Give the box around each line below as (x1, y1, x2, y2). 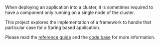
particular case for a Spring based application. (5, 24, 101, 30)
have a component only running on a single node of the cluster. (5, 9, 135, 15)
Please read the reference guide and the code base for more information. (5, 34, 156, 40)
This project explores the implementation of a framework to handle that (5, 19, 152, 25)
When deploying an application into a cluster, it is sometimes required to (5, 4, 154, 10)
